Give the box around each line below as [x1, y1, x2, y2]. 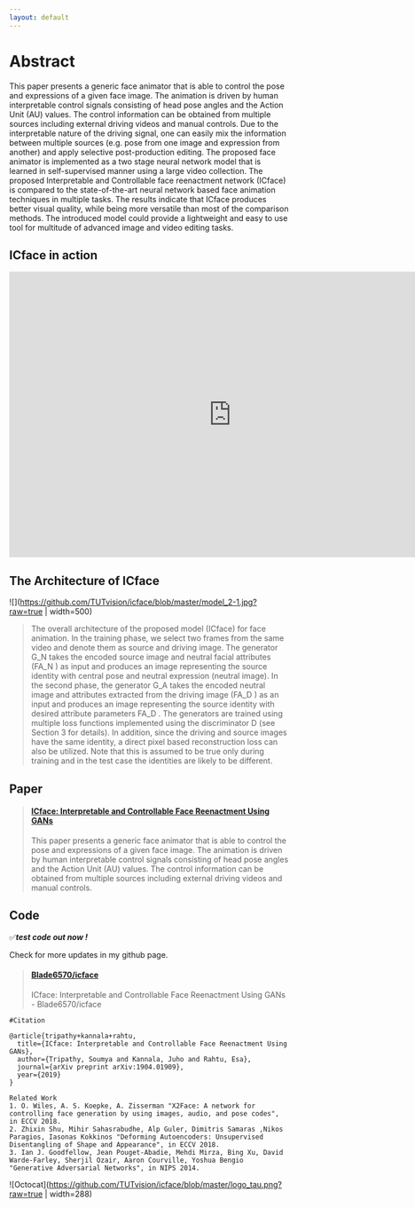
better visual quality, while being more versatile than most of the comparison [9, 203, 289, 214]
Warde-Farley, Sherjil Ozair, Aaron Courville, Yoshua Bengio [9, 1156, 244, 1165]
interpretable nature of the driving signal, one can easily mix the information [9, 128, 286, 138]
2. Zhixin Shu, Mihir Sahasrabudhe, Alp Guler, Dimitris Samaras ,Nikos [9, 1125, 284, 1133]
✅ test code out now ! [9, 931, 89, 942]
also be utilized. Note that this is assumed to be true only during [30, 746, 264, 757]
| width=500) [44, 606, 93, 617]
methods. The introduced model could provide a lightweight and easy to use [9, 212, 288, 223]
